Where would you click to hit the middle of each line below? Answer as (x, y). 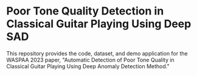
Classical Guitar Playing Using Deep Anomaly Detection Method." (88, 66)
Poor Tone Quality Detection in (85, 11)
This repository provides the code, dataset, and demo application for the (97, 53)
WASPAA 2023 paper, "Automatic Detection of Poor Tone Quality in (90, 60)
